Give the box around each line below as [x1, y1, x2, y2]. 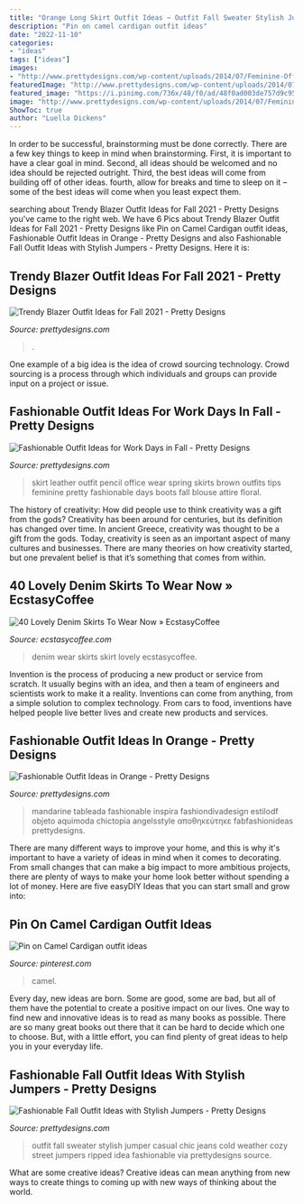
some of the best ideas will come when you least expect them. [9, 187, 242, 198]
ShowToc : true [9, 106, 63, 115]
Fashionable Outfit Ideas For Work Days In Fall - [9, 404, 281, 419]
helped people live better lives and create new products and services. [9, 707, 269, 718]
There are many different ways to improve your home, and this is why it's [9, 842, 280, 853]
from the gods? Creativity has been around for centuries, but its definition [9, 513, 283, 524]
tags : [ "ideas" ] [9, 55, 70, 64]
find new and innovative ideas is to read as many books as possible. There [9, 1012, 287, 1024]
